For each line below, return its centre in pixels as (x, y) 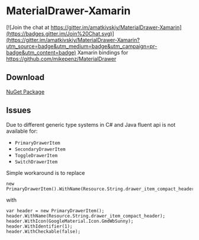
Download (25, 77)
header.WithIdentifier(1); (39, 226)
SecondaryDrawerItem (40, 149)
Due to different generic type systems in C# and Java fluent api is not (91, 124)
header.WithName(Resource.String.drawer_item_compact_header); (86, 216)
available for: (22, 131)
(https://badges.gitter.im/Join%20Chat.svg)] (60, 33)
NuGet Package (25, 92)
